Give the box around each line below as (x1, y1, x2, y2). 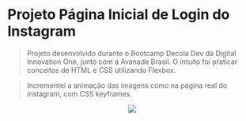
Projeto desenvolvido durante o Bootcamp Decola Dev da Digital (26, 48, 237, 58)
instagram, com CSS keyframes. (26, 89, 132, 98)
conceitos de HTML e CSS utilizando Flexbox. (26, 65, 176, 74)
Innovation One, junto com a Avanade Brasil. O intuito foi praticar (26, 57, 238, 66)
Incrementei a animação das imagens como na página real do (26, 81, 228, 90)
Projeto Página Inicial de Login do (7, 6, 230, 24)
